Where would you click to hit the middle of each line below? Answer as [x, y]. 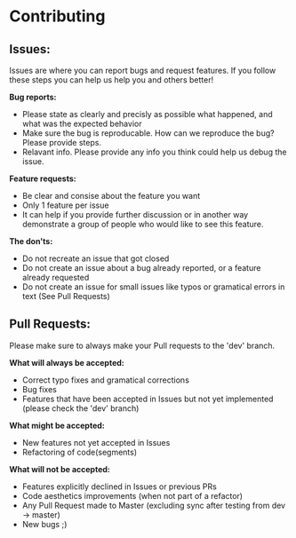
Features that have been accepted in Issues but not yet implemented [148, 399]
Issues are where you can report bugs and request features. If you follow [143, 70]
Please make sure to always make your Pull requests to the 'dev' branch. [142, 345]
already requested [56, 277]
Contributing [57, 16]
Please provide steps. [62, 142]
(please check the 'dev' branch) [80, 408]
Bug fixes [40, 389]
